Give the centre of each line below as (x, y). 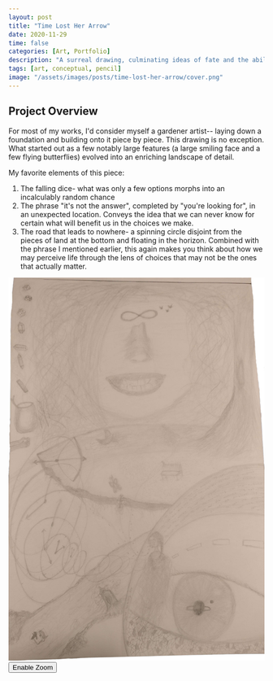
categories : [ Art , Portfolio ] (60, 52)
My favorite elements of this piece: (67, 172)
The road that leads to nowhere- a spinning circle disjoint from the (131, 231)
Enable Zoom (33, 667)
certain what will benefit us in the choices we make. (107, 223)
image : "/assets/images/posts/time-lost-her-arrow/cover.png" (116, 77)
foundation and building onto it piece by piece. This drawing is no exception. (136, 139)
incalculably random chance (67, 197)
